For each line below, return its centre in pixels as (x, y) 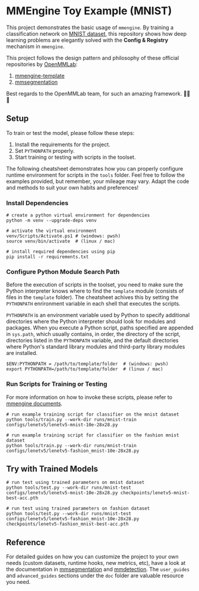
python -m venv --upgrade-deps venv (51, 221)
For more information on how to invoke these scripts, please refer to (89, 397)
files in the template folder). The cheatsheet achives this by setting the (92, 297)
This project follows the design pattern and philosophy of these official (93, 58)
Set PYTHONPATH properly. (45, 150)
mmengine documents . (34, 403)
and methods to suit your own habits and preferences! (72, 187)
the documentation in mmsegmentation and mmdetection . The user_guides (98, 570)
